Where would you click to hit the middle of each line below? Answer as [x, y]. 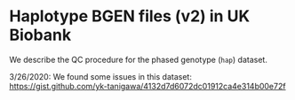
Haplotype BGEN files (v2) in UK [130, 16]
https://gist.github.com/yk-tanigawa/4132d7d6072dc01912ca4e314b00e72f [147, 86]
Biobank [40, 35]
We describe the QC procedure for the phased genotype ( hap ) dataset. [139, 59]
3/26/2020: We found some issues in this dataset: [101, 76]
